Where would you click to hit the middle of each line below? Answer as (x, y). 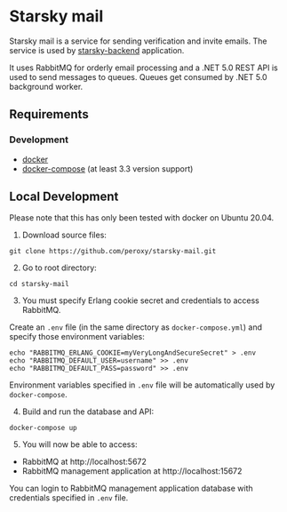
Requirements (49, 114)
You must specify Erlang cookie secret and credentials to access (140, 300)
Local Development (64, 197)
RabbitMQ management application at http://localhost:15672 (132, 471)
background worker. (46, 86)
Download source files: (64, 235)
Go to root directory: (60, 268)
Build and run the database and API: (88, 412)
